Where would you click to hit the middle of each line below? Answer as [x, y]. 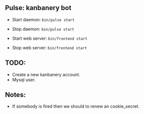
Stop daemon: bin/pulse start [43, 29]
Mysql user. [24, 80]
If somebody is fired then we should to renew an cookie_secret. [76, 106]
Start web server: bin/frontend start [50, 38]
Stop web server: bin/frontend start [49, 47]
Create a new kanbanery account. [46, 74]
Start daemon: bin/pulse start [43, 19]
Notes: [15, 95]
